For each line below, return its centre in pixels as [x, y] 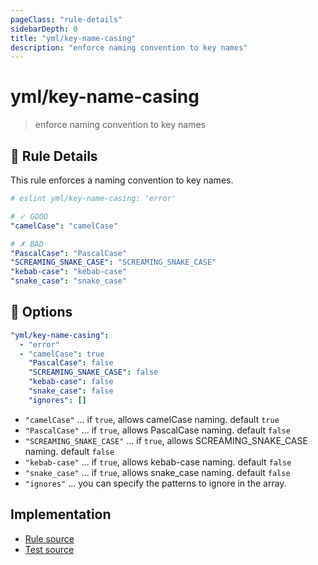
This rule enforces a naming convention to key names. [122, 180]
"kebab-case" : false [71, 382]
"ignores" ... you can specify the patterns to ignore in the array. [155, 483]
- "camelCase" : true [62, 354]
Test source [49, 549]
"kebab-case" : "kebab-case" [69, 272]
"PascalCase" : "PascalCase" [69, 253]
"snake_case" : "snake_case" [69, 281]
